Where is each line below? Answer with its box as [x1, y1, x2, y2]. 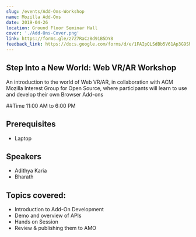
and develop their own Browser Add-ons [6, 91, 104, 98]
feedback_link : [6, 42, 43, 47]
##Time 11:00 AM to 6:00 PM [6, 102, 76, 109]
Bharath [14, 173, 34, 180]
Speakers [6, 152, 42, 162]
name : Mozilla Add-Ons [6, 14, 61, 20]
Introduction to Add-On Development [14, 206, 104, 213]
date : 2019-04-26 [6, 19, 48, 25]
